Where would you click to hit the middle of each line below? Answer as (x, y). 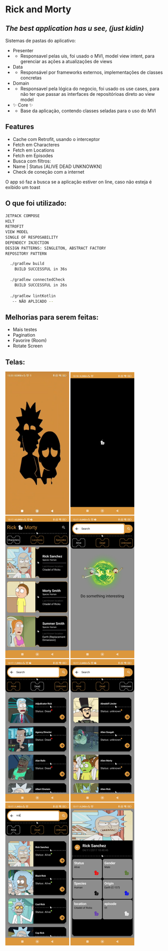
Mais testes (25, 329)
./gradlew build (27, 263)
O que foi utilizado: (36, 203)
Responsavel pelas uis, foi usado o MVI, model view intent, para (87, 56)
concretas (31, 78)
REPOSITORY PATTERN (26, 254)
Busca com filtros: (32, 161)
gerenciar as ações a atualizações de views (66, 61)
